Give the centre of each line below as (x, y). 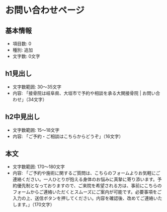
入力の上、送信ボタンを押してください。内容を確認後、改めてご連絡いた (87, 198)
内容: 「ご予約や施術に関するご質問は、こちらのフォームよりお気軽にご (86, 173)
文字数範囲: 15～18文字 (36, 130)
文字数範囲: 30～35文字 (37, 87)
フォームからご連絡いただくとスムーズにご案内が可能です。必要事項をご (87, 192)
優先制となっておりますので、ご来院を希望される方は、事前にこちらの (89, 186)
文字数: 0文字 (26, 56)
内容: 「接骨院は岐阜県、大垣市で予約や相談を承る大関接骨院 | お (80, 93)
